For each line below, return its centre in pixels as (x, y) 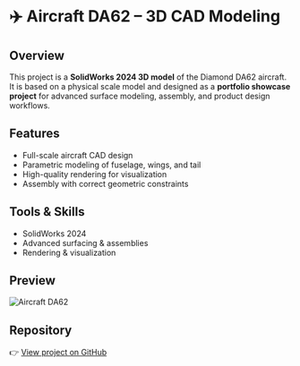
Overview (37, 55)
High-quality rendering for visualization (94, 174)
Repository (41, 330)
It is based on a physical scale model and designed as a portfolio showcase (150, 86)
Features (34, 134)
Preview (33, 281)
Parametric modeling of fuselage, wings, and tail (111, 165)
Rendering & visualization (69, 252)
